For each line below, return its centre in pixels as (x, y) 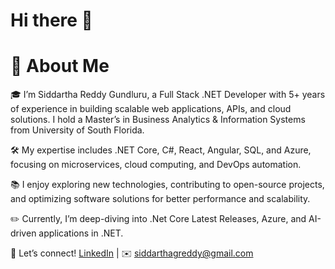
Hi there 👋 (51, 20)
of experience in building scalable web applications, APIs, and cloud (151, 109)
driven (23, 233)
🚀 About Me (60, 66)
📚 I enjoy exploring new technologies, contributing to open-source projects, (167, 185)
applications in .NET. (81, 233)
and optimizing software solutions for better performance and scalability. (160, 199)
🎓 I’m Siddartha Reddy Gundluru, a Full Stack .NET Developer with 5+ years (168, 95)
